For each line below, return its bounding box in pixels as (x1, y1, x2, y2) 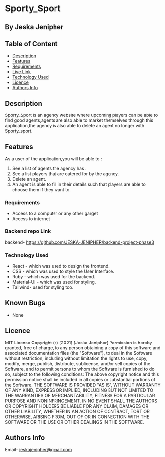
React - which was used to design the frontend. (12, 263, 110, 269)
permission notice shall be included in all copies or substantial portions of (5, 376, 156, 382)
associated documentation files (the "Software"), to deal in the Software (5, 350, 153, 356)
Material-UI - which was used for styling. (12, 279, 96, 285)
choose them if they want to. (12, 187, 71, 193)
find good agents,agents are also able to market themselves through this (5, 117, 154, 123)
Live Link (12, 69, 31, 75)
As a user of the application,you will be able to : (5, 156, 102, 162)
